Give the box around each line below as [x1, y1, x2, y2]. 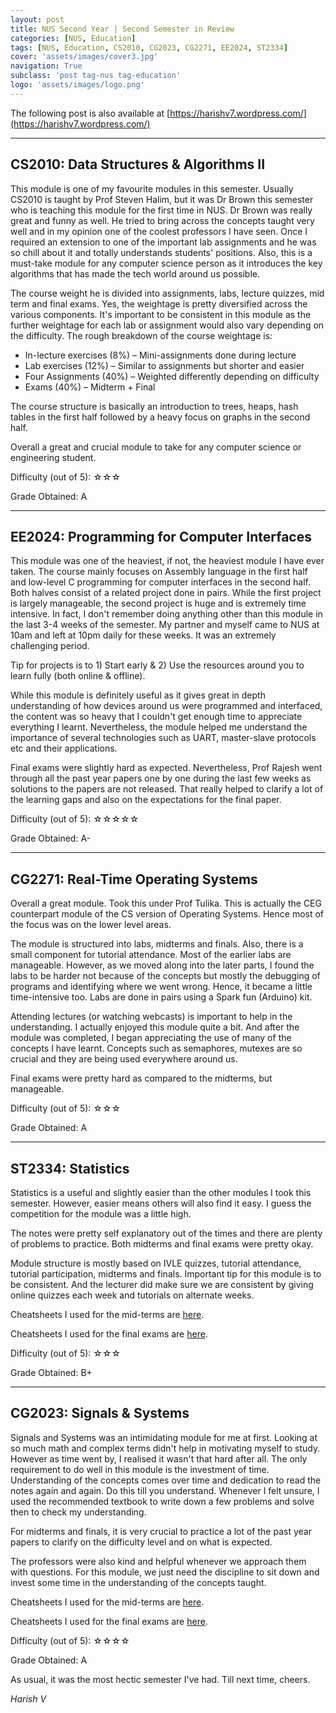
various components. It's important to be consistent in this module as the [10, 308, 312, 320]
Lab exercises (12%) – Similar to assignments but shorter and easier [24, 359, 305, 371]
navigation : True [10, 61, 83, 71]
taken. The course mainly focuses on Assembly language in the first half [10, 566, 308, 578]
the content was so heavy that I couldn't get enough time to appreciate [10, 711, 303, 723]
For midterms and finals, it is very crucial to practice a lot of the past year [10, 1525, 312, 1537]
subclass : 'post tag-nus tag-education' [10, 71, 182, 81]
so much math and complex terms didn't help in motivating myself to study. [10, 1442, 321, 1454]
